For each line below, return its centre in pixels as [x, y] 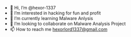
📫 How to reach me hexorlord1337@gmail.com [58, 29]
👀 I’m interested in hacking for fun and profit [55, 13]
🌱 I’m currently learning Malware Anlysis [51, 18]
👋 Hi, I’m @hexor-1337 [33, 8]
